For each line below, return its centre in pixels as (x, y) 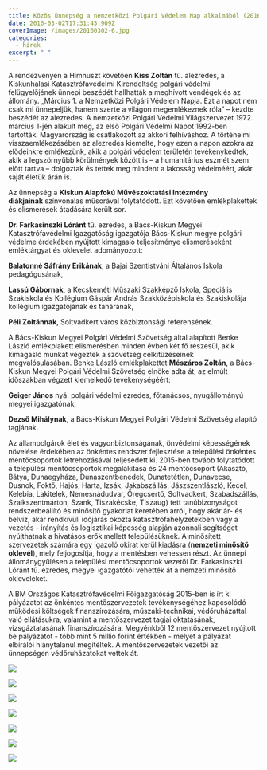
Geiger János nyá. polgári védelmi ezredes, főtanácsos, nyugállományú (126, 395)
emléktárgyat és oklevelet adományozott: (75, 250)
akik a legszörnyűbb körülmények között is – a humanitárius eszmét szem (129, 160)
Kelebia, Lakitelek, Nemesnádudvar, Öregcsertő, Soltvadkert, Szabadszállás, (133, 494)
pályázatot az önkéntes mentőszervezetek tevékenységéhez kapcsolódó (127, 602)
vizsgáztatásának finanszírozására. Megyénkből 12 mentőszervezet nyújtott (132, 628)
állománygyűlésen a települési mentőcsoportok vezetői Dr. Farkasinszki (125, 562)
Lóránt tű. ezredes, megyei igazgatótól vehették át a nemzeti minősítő (122, 570)
